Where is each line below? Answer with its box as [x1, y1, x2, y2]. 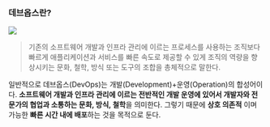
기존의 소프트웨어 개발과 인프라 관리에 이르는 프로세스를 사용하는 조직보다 [28, 42, 261, 52]
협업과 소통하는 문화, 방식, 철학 [29, 99, 126, 110]
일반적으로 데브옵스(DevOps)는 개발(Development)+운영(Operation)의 [8, 79, 235, 90]
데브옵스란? [8, 6, 52, 18]
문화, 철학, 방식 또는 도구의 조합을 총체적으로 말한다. [56, 62, 221, 72]
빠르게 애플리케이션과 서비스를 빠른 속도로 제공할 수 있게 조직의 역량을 [28, 53, 250, 62]
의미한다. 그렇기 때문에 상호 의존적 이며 [133, 99, 258, 110]
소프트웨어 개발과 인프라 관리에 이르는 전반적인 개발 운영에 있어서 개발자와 [19, 90, 250, 99]
